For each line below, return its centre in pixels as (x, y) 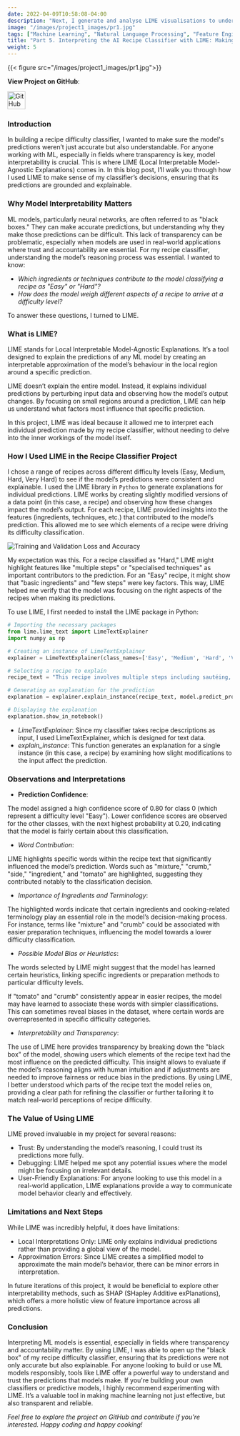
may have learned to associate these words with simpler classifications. (113, 1004)
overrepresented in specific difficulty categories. (79, 1019)
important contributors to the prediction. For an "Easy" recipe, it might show (119, 575)
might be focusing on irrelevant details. (75, 1171)
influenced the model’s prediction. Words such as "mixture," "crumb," (110, 867)
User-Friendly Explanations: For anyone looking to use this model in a (120, 1178)
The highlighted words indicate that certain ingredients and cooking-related (119, 909)
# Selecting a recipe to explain (57, 671)
